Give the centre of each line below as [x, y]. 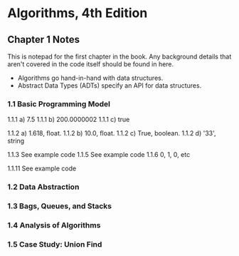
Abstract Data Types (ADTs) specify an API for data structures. [110, 86]
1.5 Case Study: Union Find [55, 244]
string [16, 141]
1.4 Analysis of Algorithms [54, 225]
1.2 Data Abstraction [43, 187]
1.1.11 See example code [42, 168]
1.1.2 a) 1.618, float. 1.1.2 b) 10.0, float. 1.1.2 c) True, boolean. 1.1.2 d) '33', [112, 133]
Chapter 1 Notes [44, 40]
